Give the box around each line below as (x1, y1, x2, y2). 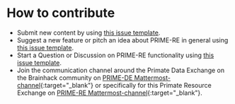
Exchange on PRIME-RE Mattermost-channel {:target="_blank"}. (16, 88, 202, 97)
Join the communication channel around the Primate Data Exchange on (16, 66, 224, 74)
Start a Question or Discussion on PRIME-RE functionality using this (16, 51, 214, 59)
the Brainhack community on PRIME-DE (16, 73, 133, 82)
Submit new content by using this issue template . (16, 28, 161, 37)
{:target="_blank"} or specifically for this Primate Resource (40, 81, 212, 89)
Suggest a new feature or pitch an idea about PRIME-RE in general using (16, 35, 229, 44)
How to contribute (6, 5, 115, 21)
